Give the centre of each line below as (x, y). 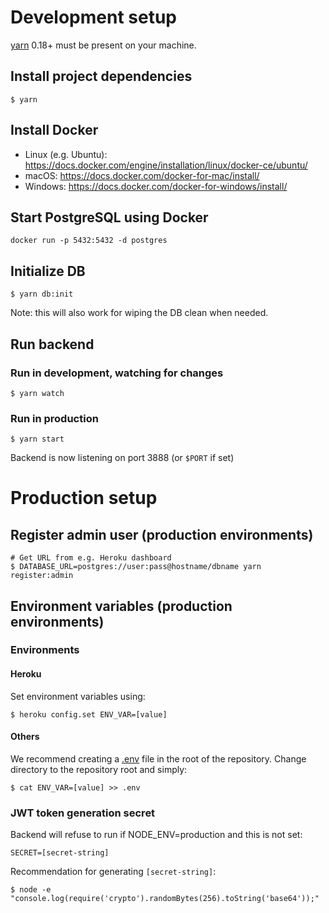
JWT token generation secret (83, 813)
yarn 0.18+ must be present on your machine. (103, 45)
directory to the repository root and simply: (99, 769)
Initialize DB (48, 271)
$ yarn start (37, 439)
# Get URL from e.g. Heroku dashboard (91, 558)
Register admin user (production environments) (162, 534)
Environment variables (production (121, 606)
